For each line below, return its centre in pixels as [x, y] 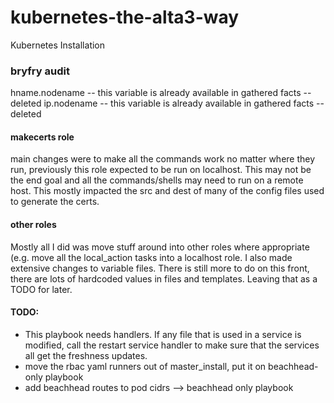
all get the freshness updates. [86, 355]
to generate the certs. [55, 202]
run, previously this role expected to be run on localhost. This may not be [161, 170]
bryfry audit [40, 71]
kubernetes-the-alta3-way [125, 17]
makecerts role [42, 137]
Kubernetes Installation [58, 45]
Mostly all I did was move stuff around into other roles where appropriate [160, 247]
